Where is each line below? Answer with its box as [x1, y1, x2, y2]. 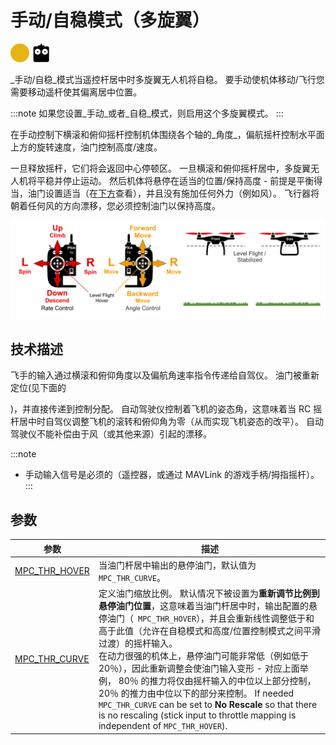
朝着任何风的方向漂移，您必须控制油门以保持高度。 [10, 199, 221, 211]
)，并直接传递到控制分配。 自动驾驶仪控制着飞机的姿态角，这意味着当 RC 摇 [10, 403, 323, 415]
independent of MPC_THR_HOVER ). [98, 720, 228, 732]
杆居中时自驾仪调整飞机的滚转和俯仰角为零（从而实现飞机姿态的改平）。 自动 [10, 416, 324, 428]
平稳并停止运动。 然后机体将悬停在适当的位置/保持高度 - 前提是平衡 [36, 174, 315, 186]
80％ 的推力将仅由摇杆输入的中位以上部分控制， [118, 675, 317, 687]
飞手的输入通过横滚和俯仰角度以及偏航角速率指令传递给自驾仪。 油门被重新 [10, 369, 320, 381]
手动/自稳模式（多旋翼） [10, 9, 210, 32]
